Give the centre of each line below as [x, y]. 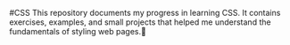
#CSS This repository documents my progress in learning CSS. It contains [145, 13]
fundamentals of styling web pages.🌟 [78, 31]
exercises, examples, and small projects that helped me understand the [140, 22]
